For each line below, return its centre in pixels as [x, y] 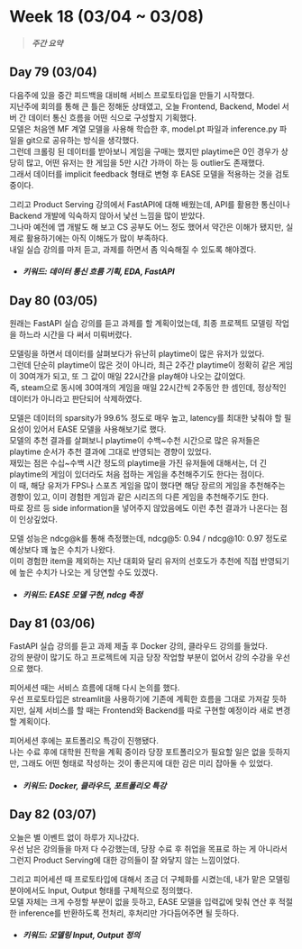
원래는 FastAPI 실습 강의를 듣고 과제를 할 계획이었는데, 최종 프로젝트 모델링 [141, 323]
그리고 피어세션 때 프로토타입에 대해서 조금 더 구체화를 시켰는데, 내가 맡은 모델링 [150, 879]
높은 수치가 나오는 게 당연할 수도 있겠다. [88, 572]
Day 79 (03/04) [53, 73]
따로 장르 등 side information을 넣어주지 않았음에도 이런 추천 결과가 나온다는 [144, 508]
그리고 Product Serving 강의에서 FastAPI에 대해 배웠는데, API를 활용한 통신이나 [150, 204]
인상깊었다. [38, 519]
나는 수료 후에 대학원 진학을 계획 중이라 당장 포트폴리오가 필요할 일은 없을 [138, 752]
